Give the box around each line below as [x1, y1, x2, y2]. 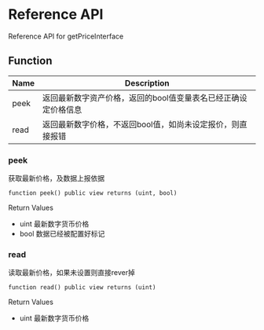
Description [124, 77, 170, 88]
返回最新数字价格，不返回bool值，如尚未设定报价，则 [42, 119, 240, 130]
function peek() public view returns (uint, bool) [8, 189, 178, 197]
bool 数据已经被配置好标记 [19, 229, 105, 239]
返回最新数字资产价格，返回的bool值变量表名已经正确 [42, 92, 240, 103]
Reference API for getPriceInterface [8, 31, 124, 41]
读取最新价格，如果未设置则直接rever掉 [8, 268, 135, 277]
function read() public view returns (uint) [8, 284, 156, 291]
